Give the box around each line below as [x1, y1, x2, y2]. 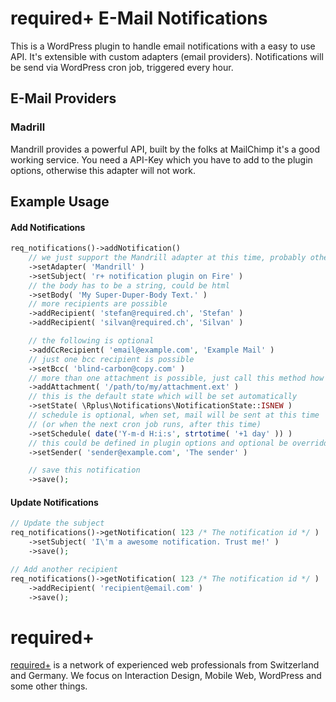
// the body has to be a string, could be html [28, 280, 230, 291]
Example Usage [10, 193, 110, 211]
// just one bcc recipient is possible [28, 354, 195, 364]
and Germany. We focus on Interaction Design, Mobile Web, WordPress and [10, 670, 322, 682]
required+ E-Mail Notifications [10, 7, 268, 30]
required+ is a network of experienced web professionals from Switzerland [10, 659, 320, 671]
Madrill [10, 120, 46, 134]
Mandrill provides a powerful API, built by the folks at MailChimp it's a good [10, 143, 320, 155]
